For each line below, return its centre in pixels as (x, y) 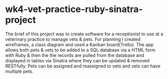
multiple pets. (19, 71)
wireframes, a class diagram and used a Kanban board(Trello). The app (79, 44)
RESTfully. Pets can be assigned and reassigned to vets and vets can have (83, 66)
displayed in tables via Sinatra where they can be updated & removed (77, 60)
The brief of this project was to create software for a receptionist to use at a (84, 34)
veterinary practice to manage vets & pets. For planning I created (73, 39)
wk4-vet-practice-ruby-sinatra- (74, 9)
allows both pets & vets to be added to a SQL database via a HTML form (80, 50)
